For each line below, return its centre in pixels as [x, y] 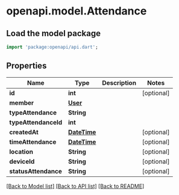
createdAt [24, 132]
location [21, 152]
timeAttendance [33, 141]
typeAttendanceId [36, 122]
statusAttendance [36, 171]
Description [119, 82]
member [22, 102]
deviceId [22, 161]
